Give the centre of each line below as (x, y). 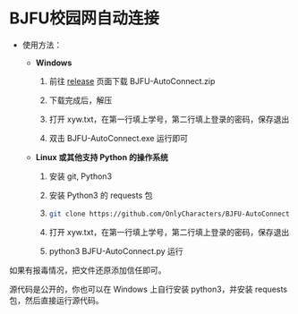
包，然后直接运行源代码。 (56, 300)
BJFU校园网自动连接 (84, 18)
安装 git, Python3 (81, 176)
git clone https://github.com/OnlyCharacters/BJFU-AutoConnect (169, 214)
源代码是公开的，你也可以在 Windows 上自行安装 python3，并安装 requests (149, 289)
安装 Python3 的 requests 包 (101, 195)
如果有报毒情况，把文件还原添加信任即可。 (88, 270)
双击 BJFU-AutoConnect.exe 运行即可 (119, 138)
